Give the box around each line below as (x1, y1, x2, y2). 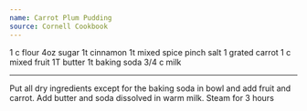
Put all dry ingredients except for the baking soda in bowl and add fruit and (9, 83, 291, 94)
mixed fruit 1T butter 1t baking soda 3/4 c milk (9, 56, 182, 67)
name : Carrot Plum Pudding (9, 13, 112, 23)
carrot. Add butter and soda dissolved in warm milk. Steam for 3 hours (9, 92, 274, 103)
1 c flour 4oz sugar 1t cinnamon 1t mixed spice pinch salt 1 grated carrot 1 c (9, 46, 291, 57)
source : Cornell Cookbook (9, 22, 108, 31)
